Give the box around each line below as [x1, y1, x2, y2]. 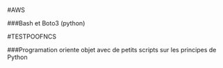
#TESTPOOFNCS [7, 32, 57, 41]
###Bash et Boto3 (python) [7, 19, 85, 27]
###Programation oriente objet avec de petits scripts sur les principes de [7, 46, 217, 54]
